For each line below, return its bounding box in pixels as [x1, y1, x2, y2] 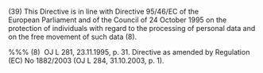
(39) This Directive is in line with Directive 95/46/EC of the [8, 7, 199, 16]
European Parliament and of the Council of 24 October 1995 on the [8, 15, 227, 25]
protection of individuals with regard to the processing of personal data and [8, 24, 256, 33]
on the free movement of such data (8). [8, 32, 137, 41]
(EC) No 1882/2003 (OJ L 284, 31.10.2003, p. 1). [8, 56, 164, 65]
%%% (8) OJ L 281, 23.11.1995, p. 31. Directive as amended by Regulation [8, 48, 250, 56]
